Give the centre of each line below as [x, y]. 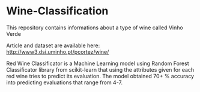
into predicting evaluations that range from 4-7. [65, 82]
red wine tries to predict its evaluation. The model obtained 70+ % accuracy [100, 76]
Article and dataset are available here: [53, 45]
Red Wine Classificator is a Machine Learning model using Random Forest [98, 63]
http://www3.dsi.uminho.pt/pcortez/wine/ [58, 51]
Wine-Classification [57, 11]
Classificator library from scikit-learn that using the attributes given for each [100, 69]
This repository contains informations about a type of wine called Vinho [95, 27]
